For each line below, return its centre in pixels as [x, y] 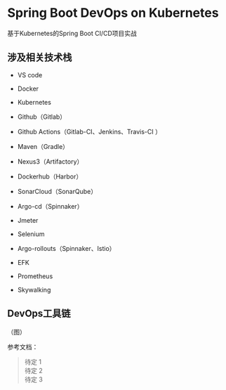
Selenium [31, 234]
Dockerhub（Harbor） [50, 176]
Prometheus [35, 276]
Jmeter [28, 220]
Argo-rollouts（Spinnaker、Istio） [66, 248]
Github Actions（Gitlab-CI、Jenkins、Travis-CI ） [89, 131]
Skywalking [34, 290]
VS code [30, 74]
